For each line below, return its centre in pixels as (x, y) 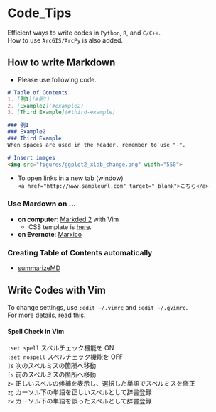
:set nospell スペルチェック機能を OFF (65, 357)
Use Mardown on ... (42, 204)
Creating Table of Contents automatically (80, 252)
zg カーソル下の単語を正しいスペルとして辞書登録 (80, 392)
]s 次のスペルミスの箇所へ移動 (52, 366)
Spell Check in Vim (36, 331)
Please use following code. (57, 79)
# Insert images (31, 157)
